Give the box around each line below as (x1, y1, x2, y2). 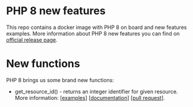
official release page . (6, 36, 58, 43)
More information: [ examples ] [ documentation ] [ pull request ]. (14, 94, 165, 101)
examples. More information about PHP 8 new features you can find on (6, 30, 180, 37)
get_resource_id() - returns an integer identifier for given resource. (14, 87, 178, 95)
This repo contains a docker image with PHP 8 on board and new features (6, 24, 187, 31)
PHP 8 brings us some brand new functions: (6, 76, 114, 83)
